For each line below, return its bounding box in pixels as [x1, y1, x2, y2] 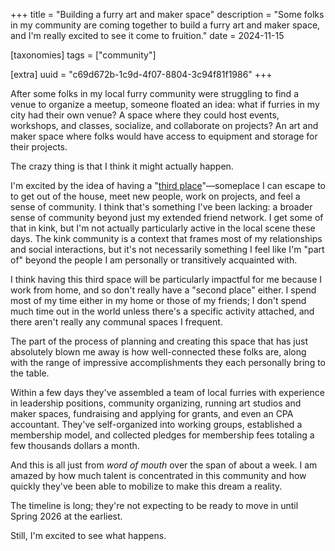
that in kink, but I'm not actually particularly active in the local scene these [10, 222, 316, 234]
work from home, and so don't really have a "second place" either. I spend [10, 284, 317, 296]
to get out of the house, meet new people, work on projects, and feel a [10, 190, 301, 202]
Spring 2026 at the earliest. [10, 510, 123, 522]
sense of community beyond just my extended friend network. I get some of [10, 212, 324, 223]
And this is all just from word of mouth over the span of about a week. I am [10, 459, 318, 471]
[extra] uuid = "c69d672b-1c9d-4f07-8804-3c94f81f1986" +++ [10, 69, 273, 80]
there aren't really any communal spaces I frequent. [10, 316, 223, 328]
